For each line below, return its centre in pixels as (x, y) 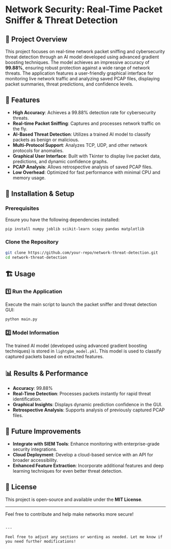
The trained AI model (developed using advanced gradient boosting (76, 346)
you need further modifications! (41, 541)
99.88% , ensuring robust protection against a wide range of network (78, 68)
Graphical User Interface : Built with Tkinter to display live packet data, (87, 156)
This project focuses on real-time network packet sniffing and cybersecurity (85, 51)
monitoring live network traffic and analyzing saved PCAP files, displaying (83, 79)
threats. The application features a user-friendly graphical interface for (79, 73)
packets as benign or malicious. (46, 140)
